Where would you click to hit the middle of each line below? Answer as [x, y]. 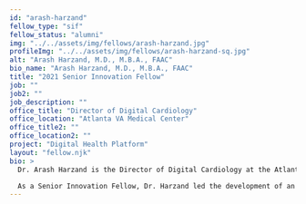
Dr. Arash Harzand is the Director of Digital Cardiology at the [144, 170]
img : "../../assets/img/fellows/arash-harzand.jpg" [109, 43]
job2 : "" [26, 93]
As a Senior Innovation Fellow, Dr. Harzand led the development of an [157, 186]
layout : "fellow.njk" [51, 152]
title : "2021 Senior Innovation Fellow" [87, 77]
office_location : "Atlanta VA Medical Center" [99, 119]
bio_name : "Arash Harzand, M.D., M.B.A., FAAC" [102, 69]
